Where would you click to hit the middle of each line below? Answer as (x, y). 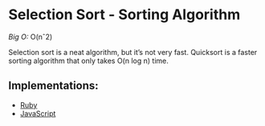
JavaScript (38, 113)
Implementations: (53, 86)
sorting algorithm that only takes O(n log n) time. (88, 61)
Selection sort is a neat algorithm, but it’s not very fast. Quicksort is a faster (133, 52)
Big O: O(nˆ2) (31, 37)
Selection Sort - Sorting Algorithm (124, 15)
